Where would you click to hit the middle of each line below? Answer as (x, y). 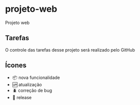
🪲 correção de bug (32, 90)
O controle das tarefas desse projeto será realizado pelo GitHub (70, 50)
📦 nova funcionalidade (36, 78)
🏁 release (22, 97)
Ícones (16, 66)
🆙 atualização (27, 84)
